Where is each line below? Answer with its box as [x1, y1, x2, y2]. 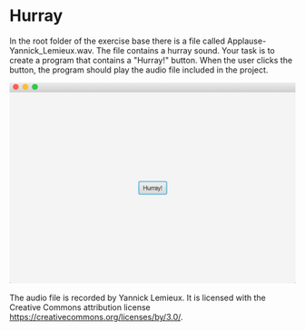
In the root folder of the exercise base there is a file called [9, 35, 225, 46]
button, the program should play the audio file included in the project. [9, 64, 269, 75]
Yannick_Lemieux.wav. [9, 44, 95, 55]
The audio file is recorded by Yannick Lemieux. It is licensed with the [9, 292, 266, 303]
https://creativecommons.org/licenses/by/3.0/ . [9, 311, 183, 322]
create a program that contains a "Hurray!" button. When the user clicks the [9, 54, 293, 65]
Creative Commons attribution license [9, 301, 152, 313]
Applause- [226, 35, 267, 46]
